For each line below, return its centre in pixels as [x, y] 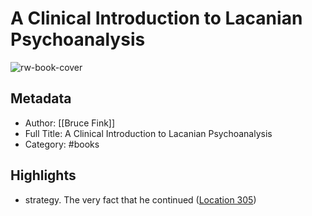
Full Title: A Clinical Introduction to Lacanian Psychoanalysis [148, 133]
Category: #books [62, 144]
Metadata [41, 98]
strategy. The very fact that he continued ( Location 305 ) [140, 199]
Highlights [43, 175]
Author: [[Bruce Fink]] [70, 123]
